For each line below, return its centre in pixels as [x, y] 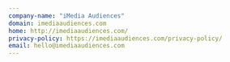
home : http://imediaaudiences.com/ [68, 31]
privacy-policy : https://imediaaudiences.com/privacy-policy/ [115, 38]
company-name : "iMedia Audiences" [67, 16]
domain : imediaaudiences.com [57, 23]
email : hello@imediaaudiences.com [67, 46]
